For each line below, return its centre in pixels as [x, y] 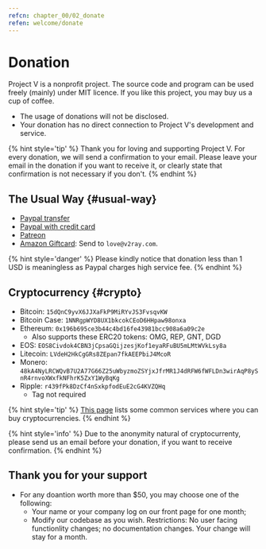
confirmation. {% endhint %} [55, 450]
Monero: [33, 362]
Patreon [33, 235]
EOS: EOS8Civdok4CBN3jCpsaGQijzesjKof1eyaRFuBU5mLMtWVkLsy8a [123, 346]
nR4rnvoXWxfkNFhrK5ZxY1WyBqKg [70, 378]
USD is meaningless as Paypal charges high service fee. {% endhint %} [125, 268]
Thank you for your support [78, 476]
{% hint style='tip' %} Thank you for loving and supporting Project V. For [127, 149]
